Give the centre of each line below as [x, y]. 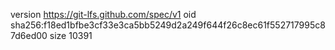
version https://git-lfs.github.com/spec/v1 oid [103, 14]
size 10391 [71, 35]
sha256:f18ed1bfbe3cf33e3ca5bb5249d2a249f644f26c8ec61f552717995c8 [168, 25]
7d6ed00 [29, 35]
